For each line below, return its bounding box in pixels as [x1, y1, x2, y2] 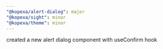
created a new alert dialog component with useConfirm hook [6, 36, 158, 44]
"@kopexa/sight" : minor [6, 14, 66, 20]
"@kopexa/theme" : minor [6, 20, 66, 26]
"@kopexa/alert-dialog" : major [6, 8, 85, 15]
